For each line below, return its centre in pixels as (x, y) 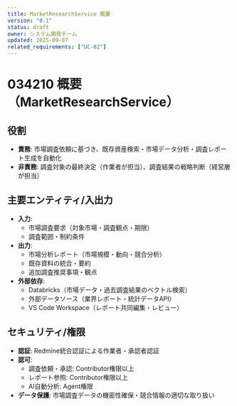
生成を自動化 (43, 158)
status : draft (28, 27)
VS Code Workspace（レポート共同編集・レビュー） (106, 307)
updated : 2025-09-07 (38, 41)
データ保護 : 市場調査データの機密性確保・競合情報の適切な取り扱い (116, 395)
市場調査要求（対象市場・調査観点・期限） (91, 228)
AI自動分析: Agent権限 (61, 386)
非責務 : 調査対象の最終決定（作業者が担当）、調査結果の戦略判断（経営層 (124, 167)
